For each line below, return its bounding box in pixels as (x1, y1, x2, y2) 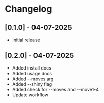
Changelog (5, 3, 52, 15)
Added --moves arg (12, 76, 54, 82)
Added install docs (12, 64, 51, 71)
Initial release (12, 37, 40, 43)
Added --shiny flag (12, 81, 52, 87)
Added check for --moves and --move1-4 (12, 86, 99, 92)
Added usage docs (12, 70, 52, 76)
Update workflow (12, 92, 49, 98)
